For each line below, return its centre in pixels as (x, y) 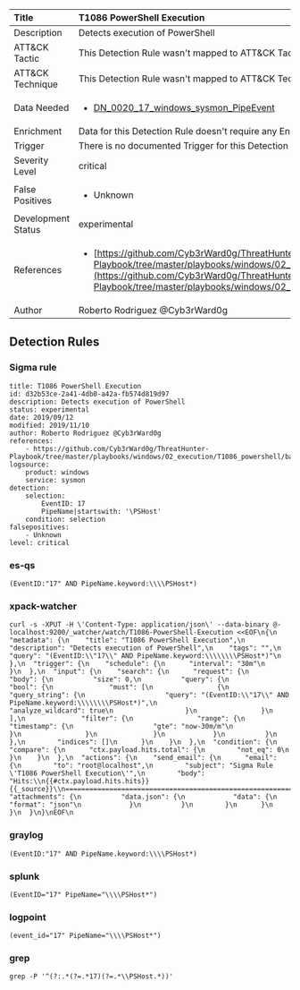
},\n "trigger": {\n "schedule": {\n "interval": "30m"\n (137, 664)
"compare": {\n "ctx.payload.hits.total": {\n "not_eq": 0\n (150, 750)
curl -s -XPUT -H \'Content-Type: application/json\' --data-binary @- (145, 625)
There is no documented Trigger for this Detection (183, 145)
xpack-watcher (43, 606)
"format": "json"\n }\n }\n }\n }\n (142, 805)
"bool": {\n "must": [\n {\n (119, 687)
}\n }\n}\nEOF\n (42, 813)
